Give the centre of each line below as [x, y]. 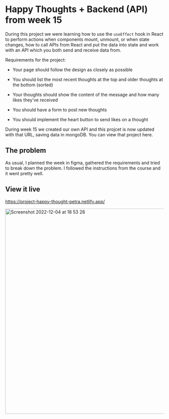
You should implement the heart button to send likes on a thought [80, 119]
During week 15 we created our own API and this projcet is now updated [80, 129]
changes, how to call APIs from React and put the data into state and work [82, 44]
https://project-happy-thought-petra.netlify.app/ [55, 201]
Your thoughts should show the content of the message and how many [86, 94]
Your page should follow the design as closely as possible [72, 70]
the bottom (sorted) [33, 85]
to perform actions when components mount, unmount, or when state [77, 39]
